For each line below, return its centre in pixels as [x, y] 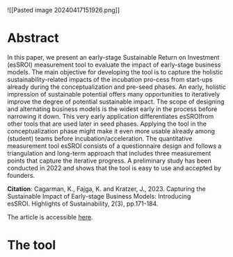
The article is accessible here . [50, 217]
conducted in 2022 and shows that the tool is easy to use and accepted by [114, 168]
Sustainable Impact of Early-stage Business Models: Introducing [99, 196]
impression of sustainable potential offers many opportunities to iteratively [114, 94]
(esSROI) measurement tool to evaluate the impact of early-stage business [114, 65]
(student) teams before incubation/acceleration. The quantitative [100, 138]
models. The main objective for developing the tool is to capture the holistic [115, 72]
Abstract [33, 38]
